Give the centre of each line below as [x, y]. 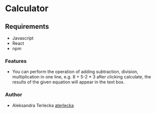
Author [14, 94]
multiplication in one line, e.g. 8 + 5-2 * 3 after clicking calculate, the [81, 77]
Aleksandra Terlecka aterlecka [43, 105]
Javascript [23, 38]
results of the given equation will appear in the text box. [68, 82]
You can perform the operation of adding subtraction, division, [75, 72]
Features [16, 61]
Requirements [27, 27]
